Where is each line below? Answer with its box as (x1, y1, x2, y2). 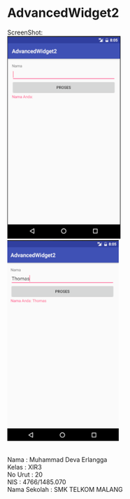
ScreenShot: (7, 28, 43, 36)
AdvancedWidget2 (7, 5, 120, 21)
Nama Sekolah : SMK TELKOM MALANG (7, 485, 124, 493)
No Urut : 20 (7, 470, 43, 479)
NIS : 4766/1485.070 (7, 477, 66, 486)
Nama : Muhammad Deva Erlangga (7, 455, 108, 464)
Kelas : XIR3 (7, 463, 42, 471)
